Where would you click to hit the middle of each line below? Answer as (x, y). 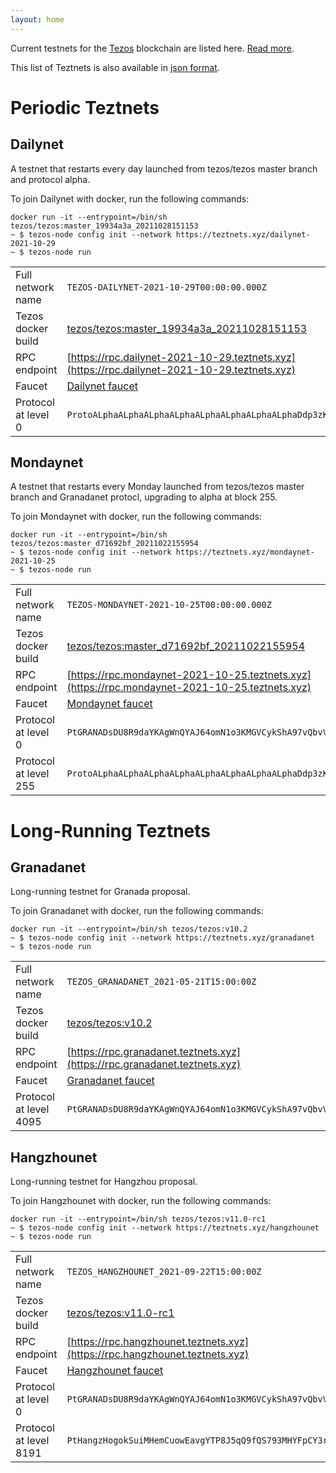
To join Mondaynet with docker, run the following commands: (136, 517)
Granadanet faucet (110, 1081)
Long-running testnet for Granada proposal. (100, 892)
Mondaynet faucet (109, 704)
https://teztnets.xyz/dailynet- (243, 234)
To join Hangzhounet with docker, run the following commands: (141, 1201)
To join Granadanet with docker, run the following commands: (137, 911)
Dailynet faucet (102, 386)
